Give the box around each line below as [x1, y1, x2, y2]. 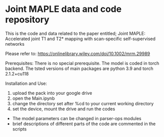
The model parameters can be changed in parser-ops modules [12, 115, 142, 121]
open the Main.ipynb [12, 95, 55, 101]
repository [5, 14, 50, 25]
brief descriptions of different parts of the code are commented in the [12, 121, 156, 127]
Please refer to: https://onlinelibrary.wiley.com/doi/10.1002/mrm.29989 [5, 51, 151, 57]
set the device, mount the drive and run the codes [12, 106, 116, 112]
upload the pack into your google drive [12, 90, 92, 96]
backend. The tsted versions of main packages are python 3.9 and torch [5, 66, 154, 71]
